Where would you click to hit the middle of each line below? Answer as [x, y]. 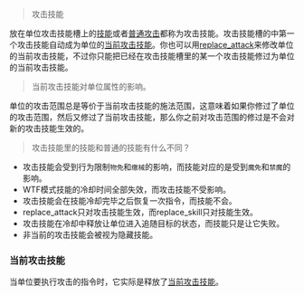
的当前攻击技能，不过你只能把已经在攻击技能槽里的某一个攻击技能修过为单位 [152, 56]
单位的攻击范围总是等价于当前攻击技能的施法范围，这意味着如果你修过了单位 [152, 106]
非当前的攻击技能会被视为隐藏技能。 [90, 235]
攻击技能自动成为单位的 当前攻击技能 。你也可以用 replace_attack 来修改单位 [155, 45]
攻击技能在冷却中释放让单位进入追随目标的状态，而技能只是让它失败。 [153, 224]
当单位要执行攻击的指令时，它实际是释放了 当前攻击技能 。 [116, 282]
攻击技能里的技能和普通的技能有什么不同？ [111, 147]
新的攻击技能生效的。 [49, 128]
